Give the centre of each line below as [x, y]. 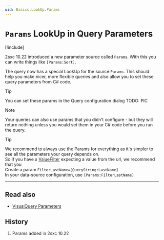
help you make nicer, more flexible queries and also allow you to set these [79, 77]
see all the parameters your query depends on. [52, 154]
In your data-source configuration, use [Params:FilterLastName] [70, 175]
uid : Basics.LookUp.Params [32, 10]
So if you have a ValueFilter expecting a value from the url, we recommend [80, 159]
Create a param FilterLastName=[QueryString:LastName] [62, 169]
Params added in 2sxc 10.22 [41, 233]
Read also [20, 194]
